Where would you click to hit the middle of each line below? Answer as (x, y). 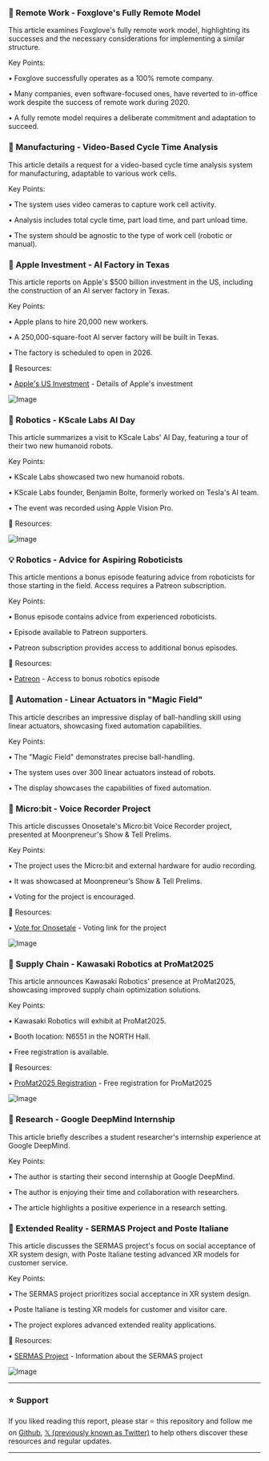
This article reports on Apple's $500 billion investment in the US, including (131, 282)
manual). (23, 244)
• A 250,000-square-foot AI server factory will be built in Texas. (114, 337)
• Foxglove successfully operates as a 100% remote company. (111, 79)
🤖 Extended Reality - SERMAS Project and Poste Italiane (119, 1228)
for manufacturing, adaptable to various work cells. (93, 173)
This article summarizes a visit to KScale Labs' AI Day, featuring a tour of (128, 438)
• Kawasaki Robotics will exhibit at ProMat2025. (87, 1021)
